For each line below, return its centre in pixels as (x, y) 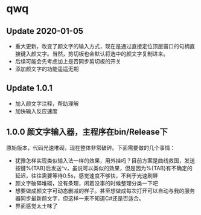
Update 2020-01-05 (45, 31)
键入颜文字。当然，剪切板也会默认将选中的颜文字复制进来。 (94, 54)
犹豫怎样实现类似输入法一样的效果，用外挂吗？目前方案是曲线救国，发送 (105, 160)
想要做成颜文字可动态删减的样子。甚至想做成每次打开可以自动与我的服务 (105, 191)
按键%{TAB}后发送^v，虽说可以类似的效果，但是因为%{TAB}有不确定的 (104, 168)
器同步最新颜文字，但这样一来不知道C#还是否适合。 (79, 198)
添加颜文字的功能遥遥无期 (47, 69)
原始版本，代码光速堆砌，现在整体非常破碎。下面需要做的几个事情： (91, 147)
